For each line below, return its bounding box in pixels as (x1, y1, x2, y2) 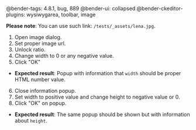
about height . (14, 117, 48, 124)
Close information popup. (14, 87, 76, 94)
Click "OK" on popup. (14, 100, 67, 107)
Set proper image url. (14, 40, 66, 47)
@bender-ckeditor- (136, 5, 183, 12)
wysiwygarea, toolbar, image (26, 11, 96, 18)
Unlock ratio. (14, 46, 46, 53)
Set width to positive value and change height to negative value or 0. (14, 93, 180, 100)
